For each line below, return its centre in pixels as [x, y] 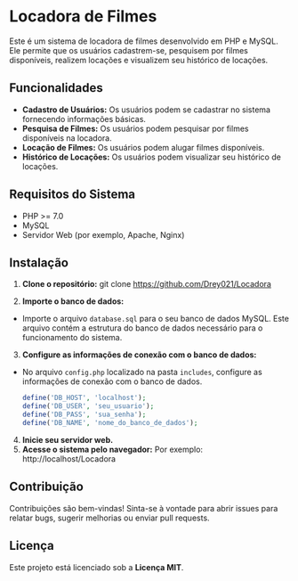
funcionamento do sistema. [72, 338]
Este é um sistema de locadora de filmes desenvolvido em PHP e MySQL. [144, 41]
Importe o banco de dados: [73, 301]
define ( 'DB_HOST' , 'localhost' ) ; [84, 398]
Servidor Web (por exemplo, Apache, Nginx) [103, 234]
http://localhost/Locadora [69, 458]
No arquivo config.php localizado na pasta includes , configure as [142, 372]
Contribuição [47, 487]
